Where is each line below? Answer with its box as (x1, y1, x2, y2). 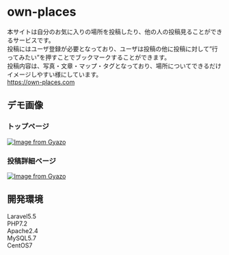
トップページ (7, 122, 49, 131)
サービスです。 (12, 36, 55, 44)
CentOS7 (7, 241, 33, 250)
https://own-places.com (7, 78, 75, 86)
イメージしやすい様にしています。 (7, 70, 103, 79)
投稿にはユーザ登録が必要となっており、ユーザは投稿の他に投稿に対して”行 (7, 44, 219, 53)
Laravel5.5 (7, 212, 36, 220)
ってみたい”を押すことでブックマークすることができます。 (7, 53, 171, 62)
